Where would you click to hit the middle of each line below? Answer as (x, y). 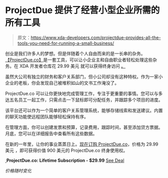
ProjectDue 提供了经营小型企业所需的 (82, 10)
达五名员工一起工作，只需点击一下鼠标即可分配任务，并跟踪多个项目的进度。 (84, 99)
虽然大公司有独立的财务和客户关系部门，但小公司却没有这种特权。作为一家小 (84, 76)
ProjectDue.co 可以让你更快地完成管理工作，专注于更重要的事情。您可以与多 (84, 93)
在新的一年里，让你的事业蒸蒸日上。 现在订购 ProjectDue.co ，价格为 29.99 (82, 144)
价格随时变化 (18, 170)
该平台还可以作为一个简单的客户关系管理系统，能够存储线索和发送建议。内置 (84, 110)
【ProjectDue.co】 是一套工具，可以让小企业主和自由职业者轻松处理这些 (79, 59)
